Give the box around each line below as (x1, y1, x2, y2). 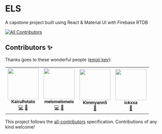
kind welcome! (5, 124, 35, 130)
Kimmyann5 (82, 100, 108, 106)
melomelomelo (44, 99, 74, 104)
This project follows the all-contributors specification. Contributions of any (5, 119, 158, 125)
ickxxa (124, 100, 138, 106)
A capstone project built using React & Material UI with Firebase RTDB (5, 19, 148, 25)
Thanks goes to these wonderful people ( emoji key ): (5, 57, 112, 63)
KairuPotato (11, 99, 36, 104)
